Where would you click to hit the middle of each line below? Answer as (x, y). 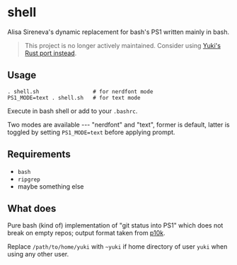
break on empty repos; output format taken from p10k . (86, 233)
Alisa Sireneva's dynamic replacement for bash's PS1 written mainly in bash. (118, 32)
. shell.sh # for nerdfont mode (80, 92)
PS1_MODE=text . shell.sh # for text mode (74, 98)
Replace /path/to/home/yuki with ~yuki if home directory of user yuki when (117, 247)
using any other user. (38, 254)
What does (32, 208)
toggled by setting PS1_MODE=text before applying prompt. (91, 132)
